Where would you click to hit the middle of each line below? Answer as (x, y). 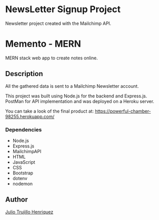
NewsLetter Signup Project (63, 9)
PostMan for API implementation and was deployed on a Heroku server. (80, 101)
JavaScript (24, 162)
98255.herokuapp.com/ (30, 116)
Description (24, 74)
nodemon (23, 184)
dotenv (20, 178)
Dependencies (24, 129)
